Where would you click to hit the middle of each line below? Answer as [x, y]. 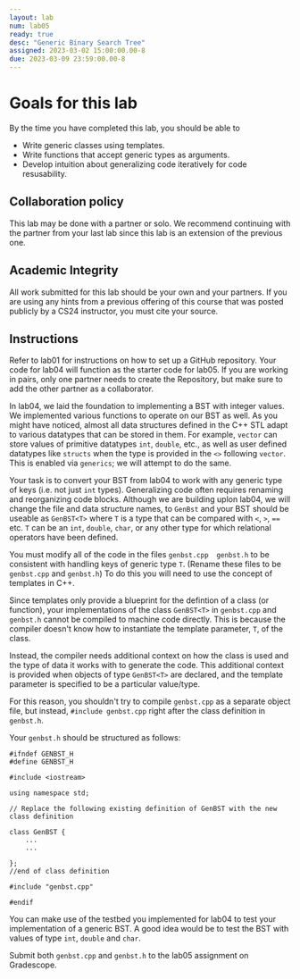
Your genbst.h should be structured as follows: [95, 738]
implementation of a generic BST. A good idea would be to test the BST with [149, 929]
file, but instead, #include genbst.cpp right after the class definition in [137, 711]
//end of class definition [59, 872]
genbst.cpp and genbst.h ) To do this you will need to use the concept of [141, 573]
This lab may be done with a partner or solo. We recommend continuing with [150, 223]
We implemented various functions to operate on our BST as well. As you [144, 415]
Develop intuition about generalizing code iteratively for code [134, 164]
